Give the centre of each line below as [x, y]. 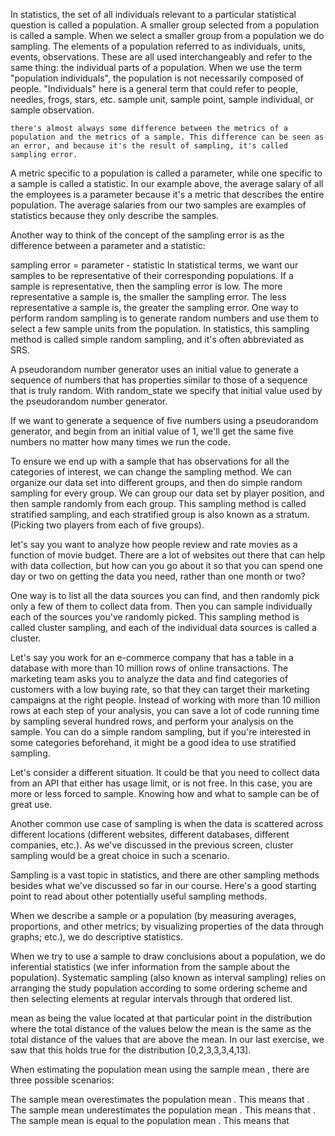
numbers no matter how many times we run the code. [120, 442]
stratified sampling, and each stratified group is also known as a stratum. [160, 514]
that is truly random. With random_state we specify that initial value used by [166, 390]
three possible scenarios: [62, 1080]
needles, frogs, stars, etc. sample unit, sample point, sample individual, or [162, 99]
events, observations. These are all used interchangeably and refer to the [161, 57]
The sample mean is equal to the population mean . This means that [150, 1120]
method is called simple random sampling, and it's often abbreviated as [157, 339]
